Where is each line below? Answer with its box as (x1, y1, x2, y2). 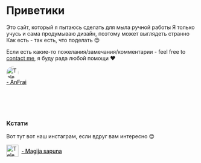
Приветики (6, 4, 65, 18)
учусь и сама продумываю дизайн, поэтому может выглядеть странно (6, 30, 190, 37)
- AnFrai (6, 78, 27, 85)
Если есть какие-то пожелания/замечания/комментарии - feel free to (6, 48, 186, 55)
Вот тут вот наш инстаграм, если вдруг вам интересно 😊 (6, 133, 155, 140)
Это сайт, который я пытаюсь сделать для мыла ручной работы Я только (6, 24, 195, 31)
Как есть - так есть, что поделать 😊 (6, 36, 100, 43)
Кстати (6, 119, 28, 127)
